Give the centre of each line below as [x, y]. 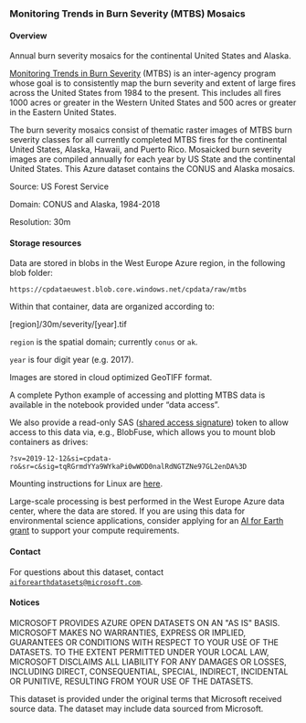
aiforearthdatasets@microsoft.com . [76, 581]
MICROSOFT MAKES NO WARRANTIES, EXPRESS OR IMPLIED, [128, 633]
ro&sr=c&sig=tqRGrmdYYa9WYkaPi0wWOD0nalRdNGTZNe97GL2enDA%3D [128, 467]
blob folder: [31, 273]
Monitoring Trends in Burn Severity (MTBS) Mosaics [127, 14]
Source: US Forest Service [59, 186]
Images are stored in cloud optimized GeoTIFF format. [111, 377]
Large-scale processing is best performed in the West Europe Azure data [147, 502]
